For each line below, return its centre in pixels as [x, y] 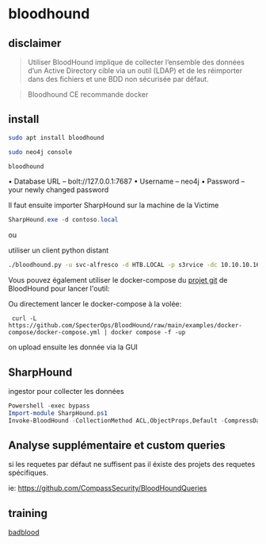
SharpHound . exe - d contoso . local [63, 220]
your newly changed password [59, 190]
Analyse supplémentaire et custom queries [117, 446]
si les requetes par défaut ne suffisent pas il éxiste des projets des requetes [132, 465]
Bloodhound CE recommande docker [88, 95]
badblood [24, 532]
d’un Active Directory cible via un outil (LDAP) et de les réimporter [135, 71]
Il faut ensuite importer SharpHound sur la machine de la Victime [114, 205]
